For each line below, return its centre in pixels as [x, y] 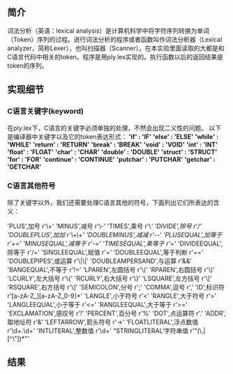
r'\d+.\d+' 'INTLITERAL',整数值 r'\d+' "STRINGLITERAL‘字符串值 [98, 331]
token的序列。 [28, 66]
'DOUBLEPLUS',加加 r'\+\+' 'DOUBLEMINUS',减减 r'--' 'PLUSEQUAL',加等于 [115, 234]
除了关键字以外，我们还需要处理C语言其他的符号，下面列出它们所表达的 [111, 202]
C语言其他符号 [31, 186]
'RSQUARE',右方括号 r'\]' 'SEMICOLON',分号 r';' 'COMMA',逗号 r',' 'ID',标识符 [116, 287]
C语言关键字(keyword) [45, 112]
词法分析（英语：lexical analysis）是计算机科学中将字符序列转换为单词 [108, 31]
